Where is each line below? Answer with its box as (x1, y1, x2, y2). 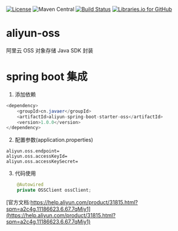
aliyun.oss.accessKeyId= (6, 154, 68, 160)
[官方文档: (6, 199, 31, 205)
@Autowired (17, 182, 44, 188)
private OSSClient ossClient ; (17, 188, 92, 193)
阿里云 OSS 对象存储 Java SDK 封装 (6, 46, 94, 54)
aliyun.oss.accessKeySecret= (6, 158, 78, 165)
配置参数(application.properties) (14, 136, 94, 143)
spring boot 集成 (6, 70, 88, 83)
